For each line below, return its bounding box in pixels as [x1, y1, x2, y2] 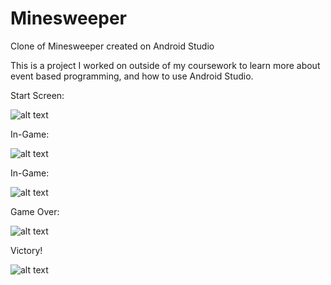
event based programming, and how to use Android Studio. [10, 70, 254, 82]
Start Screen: [10, 89, 65, 101]
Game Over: [10, 205, 60, 217]
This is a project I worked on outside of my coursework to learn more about [10, 59, 321, 71]
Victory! [10, 244, 43, 256]
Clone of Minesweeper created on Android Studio [10, 40, 215, 52]
